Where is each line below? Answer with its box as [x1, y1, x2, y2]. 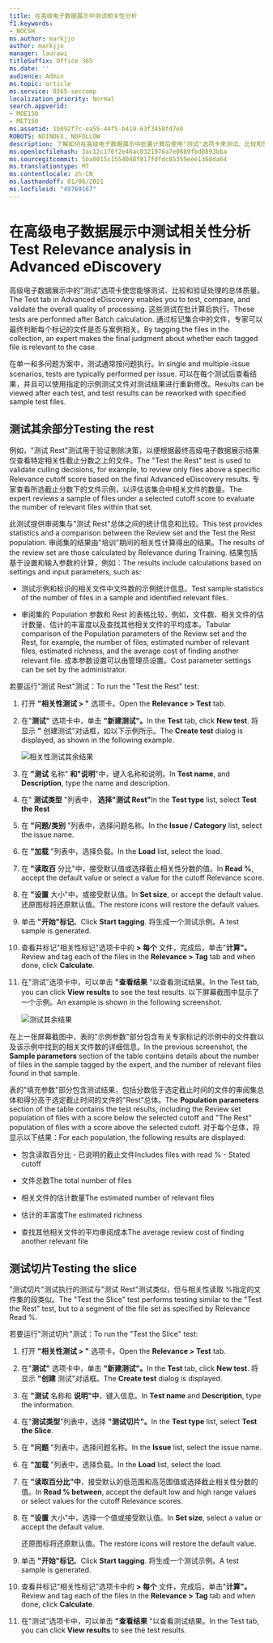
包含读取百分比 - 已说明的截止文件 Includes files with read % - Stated [20, 1150, 250, 1159]
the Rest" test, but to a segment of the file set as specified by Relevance [9, 1304, 250, 1313]
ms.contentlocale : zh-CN [9, 170, 93, 178]
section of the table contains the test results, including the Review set [9, 1103, 241, 1114]
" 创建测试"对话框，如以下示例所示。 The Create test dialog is [36, 726, 244, 736]
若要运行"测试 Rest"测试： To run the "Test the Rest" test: [9, 681, 199, 691]
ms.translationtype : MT [9, 163, 90, 171]
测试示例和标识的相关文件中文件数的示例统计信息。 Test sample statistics [20, 583, 264, 593]
